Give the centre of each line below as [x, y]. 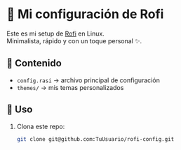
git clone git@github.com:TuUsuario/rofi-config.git [95, 139]
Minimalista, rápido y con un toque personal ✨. [74, 40]
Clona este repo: [41, 126]
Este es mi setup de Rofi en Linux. [55, 33]
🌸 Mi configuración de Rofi [85, 14]
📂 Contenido [34, 63]
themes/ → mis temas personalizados [70, 87]
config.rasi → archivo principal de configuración [88, 80]
